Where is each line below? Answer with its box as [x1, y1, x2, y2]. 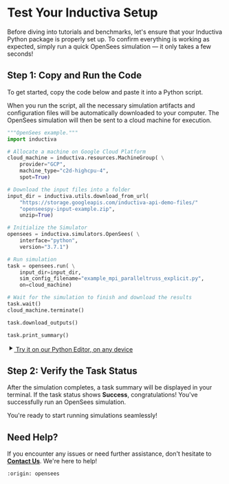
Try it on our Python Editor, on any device [15, 345, 133, 353]
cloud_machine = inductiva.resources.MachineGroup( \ [7, 154, 165, 161]
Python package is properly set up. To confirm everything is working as [7, 34, 210, 43]
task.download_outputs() [7, 319, 78, 326]
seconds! [7, 50, 34, 58]
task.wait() [7, 301, 41, 307]
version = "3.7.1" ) [19, 243, 69, 250]
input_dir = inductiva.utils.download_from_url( [7, 192, 149, 199]
